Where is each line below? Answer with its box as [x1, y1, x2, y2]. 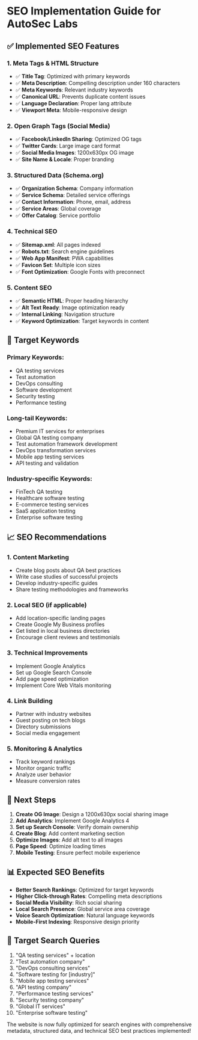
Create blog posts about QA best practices [15, 567, 122, 574]
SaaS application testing [15, 507, 76, 515]
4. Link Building [7, 697, 53, 705]
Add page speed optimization [15, 675, 89, 682]
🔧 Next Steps [7, 795, 56, 805]
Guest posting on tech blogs [15, 716, 86, 724]
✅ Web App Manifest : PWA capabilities [15, 254, 113, 262]
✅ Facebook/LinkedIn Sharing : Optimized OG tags [15, 135, 142, 143]
